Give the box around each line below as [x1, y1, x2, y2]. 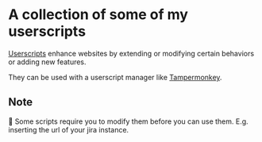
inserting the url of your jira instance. [8, 125, 129, 134]
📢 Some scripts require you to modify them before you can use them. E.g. [8, 117, 249, 126]
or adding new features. [8, 57, 87, 67]
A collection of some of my [8, 6, 189, 24]
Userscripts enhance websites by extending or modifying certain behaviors [8, 48, 255, 58]
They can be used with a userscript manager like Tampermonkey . [8, 72, 222, 82]
